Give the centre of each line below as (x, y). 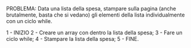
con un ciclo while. (29, 21)
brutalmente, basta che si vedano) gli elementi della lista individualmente (95, 15)
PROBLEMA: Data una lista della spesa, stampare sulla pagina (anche (91, 9)
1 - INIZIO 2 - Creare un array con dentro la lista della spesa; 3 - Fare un (94, 33)
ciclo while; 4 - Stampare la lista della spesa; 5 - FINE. (73, 39)
